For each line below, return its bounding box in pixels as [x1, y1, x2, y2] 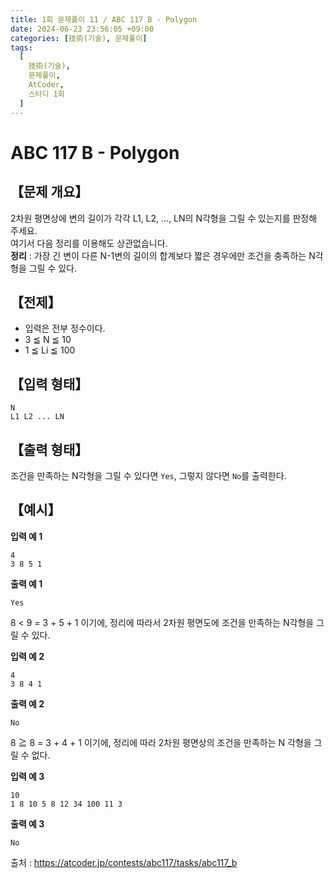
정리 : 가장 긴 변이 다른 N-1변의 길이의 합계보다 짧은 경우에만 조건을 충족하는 [10, 249, 307, 261]
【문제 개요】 [10, 184, 89, 201]
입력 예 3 [10, 770, 45, 782]
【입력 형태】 [10, 376, 89, 393]
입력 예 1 [10, 530, 43, 542]
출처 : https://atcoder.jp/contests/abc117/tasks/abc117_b [10, 856, 238, 868]
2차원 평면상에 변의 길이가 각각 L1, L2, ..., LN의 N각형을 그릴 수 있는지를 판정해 [10, 212, 318, 224]
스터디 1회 [28, 89, 65, 99]
